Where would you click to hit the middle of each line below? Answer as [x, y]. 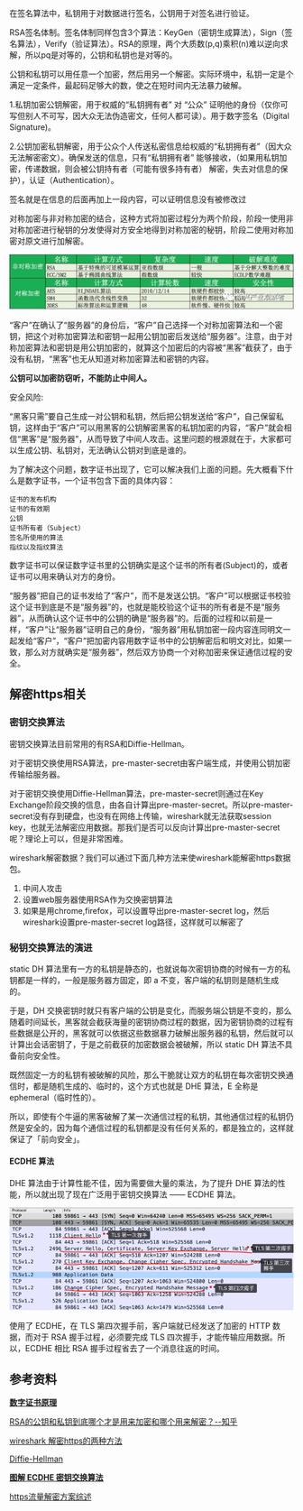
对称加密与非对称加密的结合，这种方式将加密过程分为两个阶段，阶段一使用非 [151, 218]
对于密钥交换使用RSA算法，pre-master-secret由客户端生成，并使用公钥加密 [150, 763]
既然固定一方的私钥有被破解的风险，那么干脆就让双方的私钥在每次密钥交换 [147, 1074]
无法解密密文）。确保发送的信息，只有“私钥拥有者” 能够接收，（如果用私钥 [144, 157]
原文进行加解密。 [56, 241]
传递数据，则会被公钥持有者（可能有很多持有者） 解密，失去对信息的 [152, 169]
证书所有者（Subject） [47, 528]
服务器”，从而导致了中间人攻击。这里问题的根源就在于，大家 [164, 438]
